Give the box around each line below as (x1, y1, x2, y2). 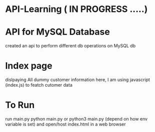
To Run (5, 100, 35, 111)
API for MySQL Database (5, 26, 110, 38)
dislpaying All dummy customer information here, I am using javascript (5, 77, 150, 83)
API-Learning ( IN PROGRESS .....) (5, 3, 148, 15)
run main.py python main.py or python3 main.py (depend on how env (5, 116, 148, 122)
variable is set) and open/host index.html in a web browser (5, 121, 126, 127)
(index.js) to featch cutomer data (5, 82, 72, 88)
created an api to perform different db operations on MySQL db (5, 43, 136, 49)
